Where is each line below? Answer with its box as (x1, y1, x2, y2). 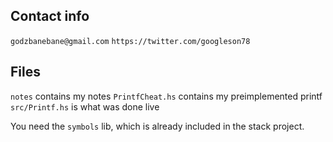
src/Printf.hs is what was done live (10, 100, 160, 113)
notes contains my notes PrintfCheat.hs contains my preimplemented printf (10, 90, 323, 102)
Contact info (10, 8, 90, 25)
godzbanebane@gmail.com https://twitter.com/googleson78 (10, 36, 251, 46)
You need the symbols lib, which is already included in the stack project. (10, 120, 305, 132)
